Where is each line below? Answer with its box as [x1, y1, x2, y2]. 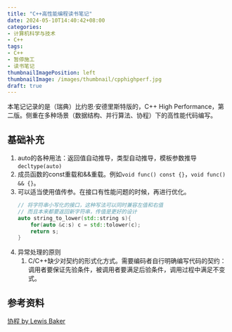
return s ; [30, 228, 59, 235]
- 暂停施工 [7, 56, 35, 63]
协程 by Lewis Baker [7, 317, 65, 326]
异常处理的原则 [17, 248, 61, 257]
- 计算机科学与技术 [7, 30, 56, 37]
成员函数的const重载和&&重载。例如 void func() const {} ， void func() [17, 170, 226, 179]
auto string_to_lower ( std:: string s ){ [17, 215, 131, 222]
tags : [7, 43, 23, 50]
